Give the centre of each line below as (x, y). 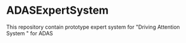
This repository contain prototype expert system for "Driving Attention (93, 27)
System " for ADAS (29, 33)
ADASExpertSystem (57, 10)
